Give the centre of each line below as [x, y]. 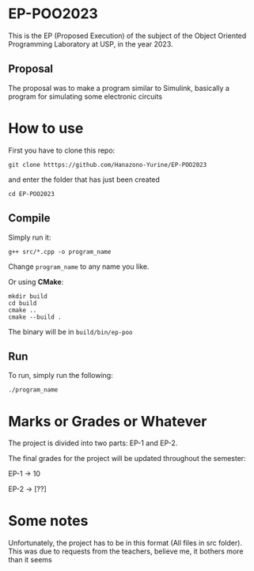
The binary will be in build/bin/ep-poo [70, 331]
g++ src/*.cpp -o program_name [60, 251]
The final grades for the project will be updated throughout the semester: [127, 459]
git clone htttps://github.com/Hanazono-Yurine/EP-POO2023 [108, 164]
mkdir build [28, 296]
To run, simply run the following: [61, 376]
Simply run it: [30, 237]
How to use [46, 128]
